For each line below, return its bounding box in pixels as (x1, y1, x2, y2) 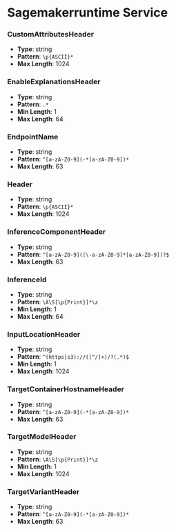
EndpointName (7, 132, 59, 141)
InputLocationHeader (7, 329, 81, 339)
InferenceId (7, 275, 47, 284)
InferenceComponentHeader (7, 227, 106, 237)
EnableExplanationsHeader (7, 77, 101, 87)
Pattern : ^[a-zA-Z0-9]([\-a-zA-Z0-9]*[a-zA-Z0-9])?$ (17, 250, 170, 258)
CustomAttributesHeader (7, 30, 95, 39)
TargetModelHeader (7, 432, 77, 442)
